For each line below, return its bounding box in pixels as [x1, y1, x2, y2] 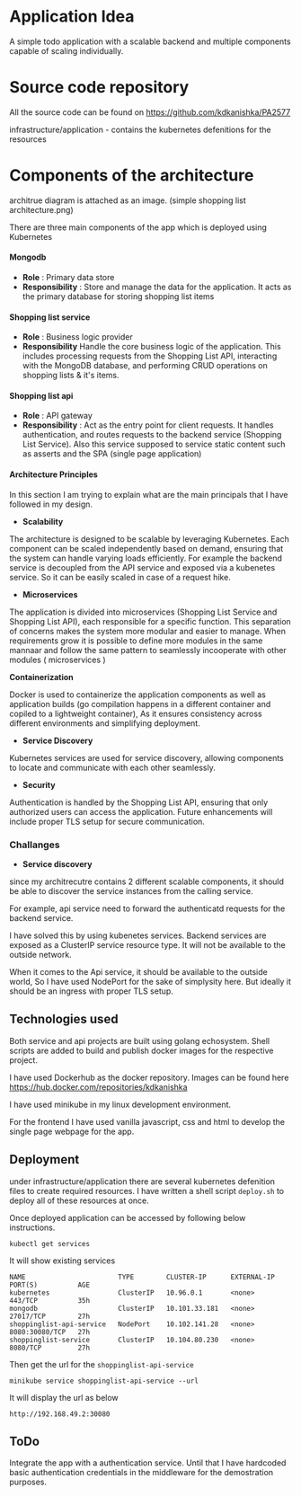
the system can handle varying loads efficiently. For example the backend [9, 553, 283, 563]
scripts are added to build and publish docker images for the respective [9, 1045, 274, 1056]
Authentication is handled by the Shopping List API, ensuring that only [9, 797, 269, 808]
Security [22, 779, 56, 790]
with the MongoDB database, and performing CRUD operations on [22, 360, 268, 371]
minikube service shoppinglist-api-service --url [9, 1376, 199, 1385]
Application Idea [9, 6, 135, 27]
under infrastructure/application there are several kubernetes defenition [9, 1175, 276, 1187]
